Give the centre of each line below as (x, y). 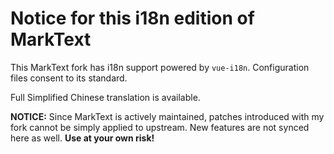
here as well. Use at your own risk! (82, 138)
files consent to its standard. (69, 78)
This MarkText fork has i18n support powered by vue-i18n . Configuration (160, 67)
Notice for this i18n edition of (132, 18)
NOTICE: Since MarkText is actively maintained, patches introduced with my (167, 116)
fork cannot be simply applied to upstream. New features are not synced (160, 127)
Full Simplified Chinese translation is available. (105, 97)
